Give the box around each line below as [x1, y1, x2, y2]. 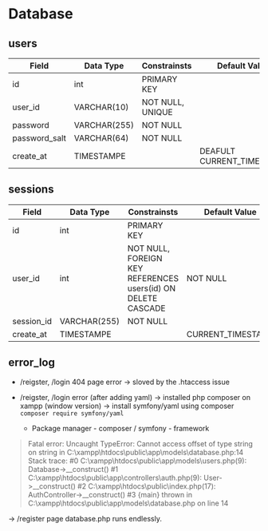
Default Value [203, 206, 257, 217]
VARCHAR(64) [73, 133, 129, 144]
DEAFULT [199, 145, 236, 157]
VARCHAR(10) [73, 101, 129, 113]
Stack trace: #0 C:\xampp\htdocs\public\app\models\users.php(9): [27, 456, 247, 466]
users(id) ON [127, 283, 176, 294]
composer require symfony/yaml [19, 409, 124, 418]
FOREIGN [127, 252, 163, 264]
